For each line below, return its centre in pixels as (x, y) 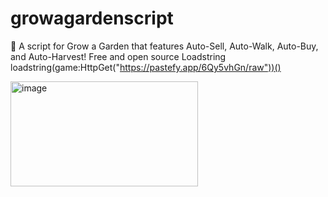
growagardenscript (92, 18)
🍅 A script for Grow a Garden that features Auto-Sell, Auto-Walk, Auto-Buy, (164, 46)
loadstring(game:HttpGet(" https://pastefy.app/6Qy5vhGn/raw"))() (146, 67)
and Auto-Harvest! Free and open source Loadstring (118, 56)
